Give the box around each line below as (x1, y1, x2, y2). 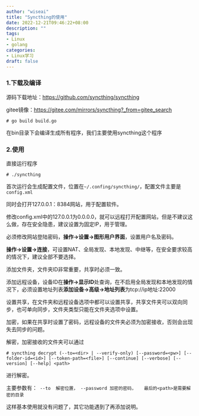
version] (6, 361, 28, 367)
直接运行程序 (6, 160, 37, 167)
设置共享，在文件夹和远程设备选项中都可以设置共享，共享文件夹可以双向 (6, 299, 182, 306)
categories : (6, 47, 36, 53)
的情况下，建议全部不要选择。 (6, 253, 79, 261)
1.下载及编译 (6, 79, 41, 87)
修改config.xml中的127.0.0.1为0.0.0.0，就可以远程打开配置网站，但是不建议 (6, 213, 188, 220)
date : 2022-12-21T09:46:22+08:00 (6, 20, 89, 25)
